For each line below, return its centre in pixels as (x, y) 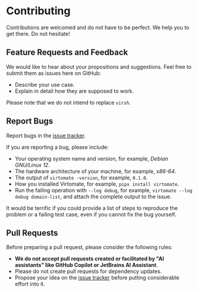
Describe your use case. (45, 84)
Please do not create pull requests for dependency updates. (88, 271)
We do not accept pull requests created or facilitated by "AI (89, 259)
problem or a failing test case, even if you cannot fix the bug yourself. (91, 214)
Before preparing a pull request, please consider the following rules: (89, 247)
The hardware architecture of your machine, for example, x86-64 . (95, 171)
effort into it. (30, 284)
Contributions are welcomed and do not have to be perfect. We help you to (98, 27)
